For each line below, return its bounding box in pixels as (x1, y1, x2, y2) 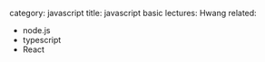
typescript (22, 35, 62, 45)
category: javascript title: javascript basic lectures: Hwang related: (9, 8, 257, 18)
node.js (22, 25, 52, 35)
